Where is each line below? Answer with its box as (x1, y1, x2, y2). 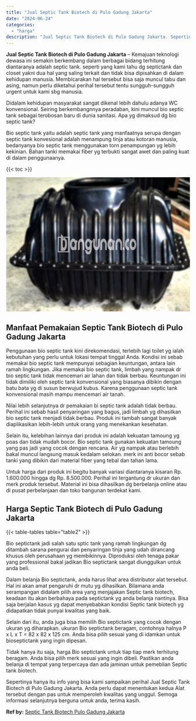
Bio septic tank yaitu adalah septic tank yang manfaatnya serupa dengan (6, 129, 181, 137)
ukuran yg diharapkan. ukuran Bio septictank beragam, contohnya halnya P (6, 625, 187, 632)
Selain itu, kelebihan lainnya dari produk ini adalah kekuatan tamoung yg (6, 432, 180, 439)
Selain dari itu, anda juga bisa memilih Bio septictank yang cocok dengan (6, 619, 182, 626)
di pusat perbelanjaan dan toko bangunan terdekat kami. (6, 487, 142, 494)
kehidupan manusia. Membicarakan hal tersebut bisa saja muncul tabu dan (6, 76, 186, 83)
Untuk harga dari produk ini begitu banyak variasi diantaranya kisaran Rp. (6, 468, 183, 475)
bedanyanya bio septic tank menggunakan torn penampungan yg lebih (6, 142, 176, 149)
